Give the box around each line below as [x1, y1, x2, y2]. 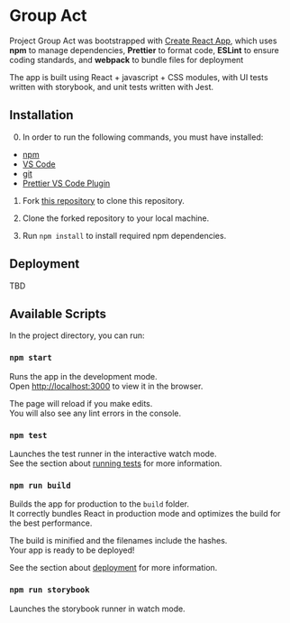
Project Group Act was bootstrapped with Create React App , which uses [9, 35, 277, 46]
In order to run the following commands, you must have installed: [22, 132, 264, 142]
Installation [9, 107, 74, 123]
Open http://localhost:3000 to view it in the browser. [9, 380, 204, 391]
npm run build [9, 480, 71, 490]
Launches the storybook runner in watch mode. [9, 603, 186, 614]
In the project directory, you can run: [9, 330, 145, 341]
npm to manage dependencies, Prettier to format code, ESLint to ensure [9, 44, 279, 55]
